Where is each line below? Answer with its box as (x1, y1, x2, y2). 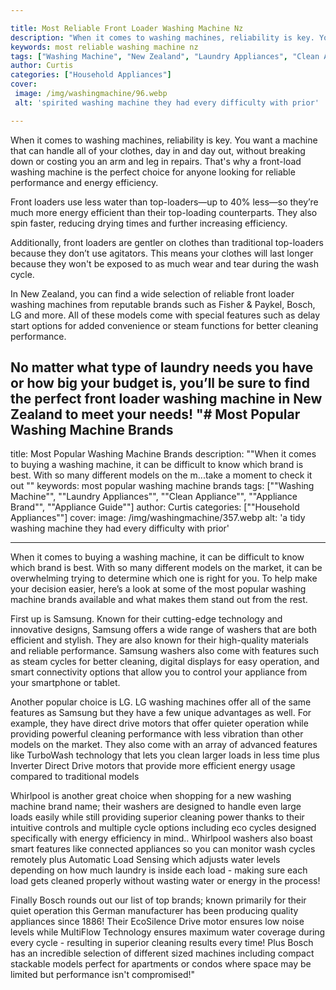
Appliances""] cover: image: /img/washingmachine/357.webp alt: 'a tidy (10, 512, 306, 524)
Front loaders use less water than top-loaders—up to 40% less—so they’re (10, 196, 319, 208)
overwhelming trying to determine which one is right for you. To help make (10, 572, 318, 585)
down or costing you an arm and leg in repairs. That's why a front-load (10, 155, 302, 167)
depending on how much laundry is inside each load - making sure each (10, 864, 308, 876)
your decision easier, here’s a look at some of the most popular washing (10, 583, 307, 595)
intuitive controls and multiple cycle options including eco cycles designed (10, 822, 317, 834)
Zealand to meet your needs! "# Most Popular (10, 406, 301, 423)
